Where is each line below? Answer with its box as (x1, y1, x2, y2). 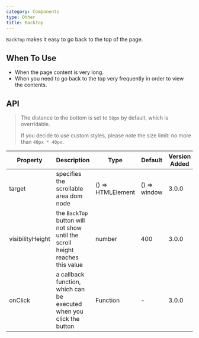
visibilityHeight (9, 235, 50, 243)
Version (168, 152, 191, 160)
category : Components (6, 8, 60, 15)
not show (56, 224, 82, 231)
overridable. (20, 121, 50, 127)
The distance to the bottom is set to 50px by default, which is (20, 114, 169, 121)
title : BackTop (6, 20, 44, 25)
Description (56, 156, 90, 164)
